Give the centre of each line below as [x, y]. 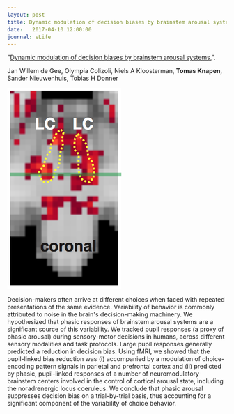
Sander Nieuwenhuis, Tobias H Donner [63, 78]
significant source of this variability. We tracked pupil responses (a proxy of [116, 329]
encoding [21, 367]
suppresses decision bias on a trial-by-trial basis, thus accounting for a [109, 396]
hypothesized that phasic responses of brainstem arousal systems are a [110, 322]
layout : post [26, 15]
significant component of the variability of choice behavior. [92, 404]
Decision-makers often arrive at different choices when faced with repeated [116, 300]
